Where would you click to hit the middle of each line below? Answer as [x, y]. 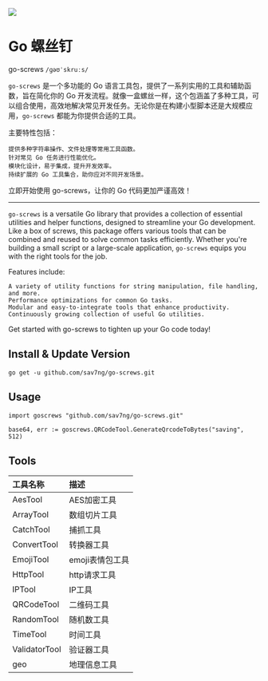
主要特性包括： [33, 133]
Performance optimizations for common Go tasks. [91, 300]
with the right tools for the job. [58, 256]
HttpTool [28, 575]
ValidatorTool [37, 649]
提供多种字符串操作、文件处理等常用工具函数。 [74, 149]
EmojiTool [31, 560]
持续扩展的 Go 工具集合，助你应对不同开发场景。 [78, 174]
